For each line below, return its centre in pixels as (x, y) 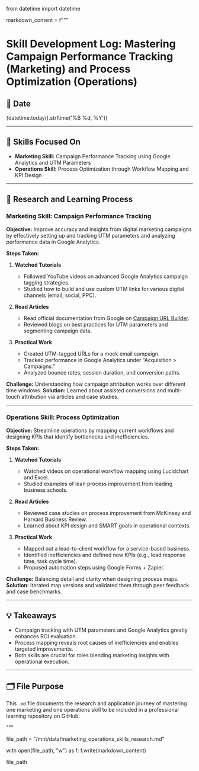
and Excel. (36, 477)
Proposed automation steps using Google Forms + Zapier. (94, 567)
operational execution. (42, 661)
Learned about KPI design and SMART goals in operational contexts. (107, 525)
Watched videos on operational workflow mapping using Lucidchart (106, 471)
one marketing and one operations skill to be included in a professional (92, 710)
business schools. (46, 490)
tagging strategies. (46, 282)
